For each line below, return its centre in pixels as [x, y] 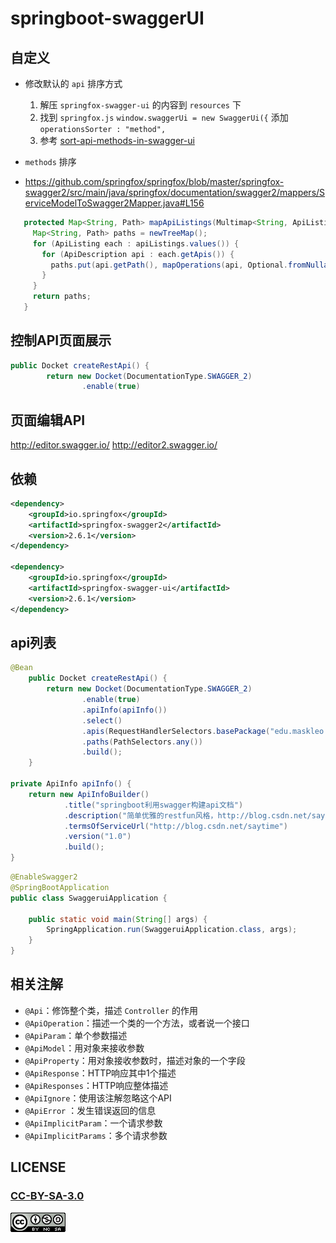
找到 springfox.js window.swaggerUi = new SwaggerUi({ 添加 [164, 117]
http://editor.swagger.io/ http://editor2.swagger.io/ [114, 445]
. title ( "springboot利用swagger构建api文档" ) [153, 805]
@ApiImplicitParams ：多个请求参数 [96, 1135]
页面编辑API [48, 420]
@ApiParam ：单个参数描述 [76, 1035]
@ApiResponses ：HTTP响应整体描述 [96, 1085]
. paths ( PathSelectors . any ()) [142, 742]
